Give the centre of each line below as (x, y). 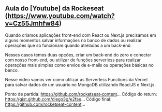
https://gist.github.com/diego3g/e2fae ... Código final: (58, 99)
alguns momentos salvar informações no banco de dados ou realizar (73, 40)
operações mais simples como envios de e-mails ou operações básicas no (79, 65)
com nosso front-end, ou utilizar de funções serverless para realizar (73, 60)
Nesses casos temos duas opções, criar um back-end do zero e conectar (78, 55)
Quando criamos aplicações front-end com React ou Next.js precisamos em (81, 35)
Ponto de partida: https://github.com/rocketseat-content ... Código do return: (81, 94)
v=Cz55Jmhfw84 (32, 23)
